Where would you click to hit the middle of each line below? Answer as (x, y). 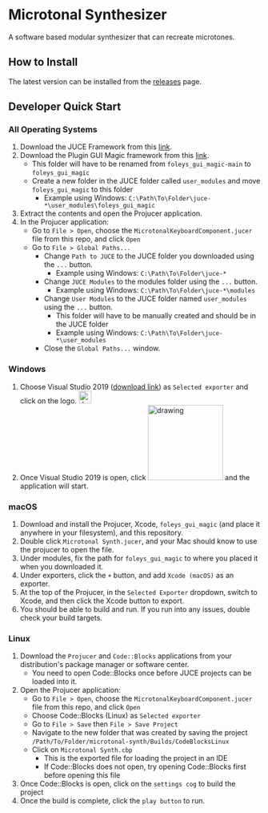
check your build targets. (61, 618)
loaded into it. (54, 682)
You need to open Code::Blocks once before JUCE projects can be (142, 673)
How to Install (43, 62)
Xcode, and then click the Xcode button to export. (102, 601)
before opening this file (82, 775)
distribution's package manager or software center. (104, 665)
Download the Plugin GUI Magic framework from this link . (114, 156)
